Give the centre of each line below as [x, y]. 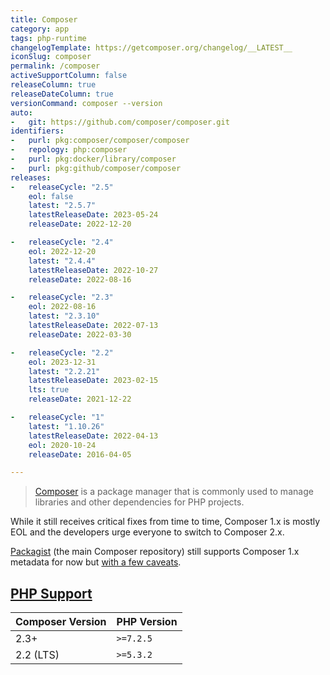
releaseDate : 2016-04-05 [80, 454]
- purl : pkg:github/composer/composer [96, 168]
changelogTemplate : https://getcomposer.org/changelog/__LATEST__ [151, 47]
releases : [31, 177]
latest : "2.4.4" [62, 261]
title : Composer [44, 19]
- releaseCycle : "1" [57, 417]
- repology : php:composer [69, 150]
